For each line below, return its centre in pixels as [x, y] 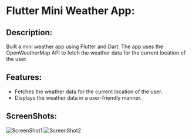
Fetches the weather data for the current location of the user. [88, 91]
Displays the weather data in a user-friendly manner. [78, 97]
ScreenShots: [32, 116]
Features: [24, 77]
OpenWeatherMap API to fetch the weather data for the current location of [96, 53]
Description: [29, 33]
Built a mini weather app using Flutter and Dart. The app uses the [85, 46]
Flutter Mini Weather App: [70, 11]
